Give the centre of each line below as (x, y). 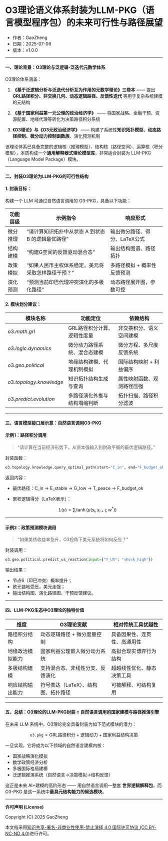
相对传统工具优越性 (136, 624)
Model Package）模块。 (56, 159)
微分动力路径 (83, 345)
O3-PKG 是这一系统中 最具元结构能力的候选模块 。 (56, 791)
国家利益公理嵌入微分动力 (70, 651)
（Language (18, 159)
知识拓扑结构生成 (88, 379)
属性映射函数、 (136, 379)
